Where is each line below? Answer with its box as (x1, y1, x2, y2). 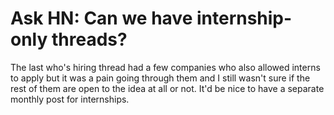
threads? (51, 28, 128, 51)
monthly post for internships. (10, 93, 130, 105)
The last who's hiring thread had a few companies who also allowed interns (10, 61, 321, 73)
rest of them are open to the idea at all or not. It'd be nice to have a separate (10, 82, 325, 94)
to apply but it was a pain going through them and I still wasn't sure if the (10, 72, 311, 84)
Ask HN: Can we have (10, 7, 193, 30)
